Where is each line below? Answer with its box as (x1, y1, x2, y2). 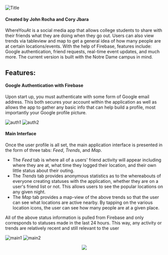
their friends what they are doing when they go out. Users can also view (5, 33, 154, 39)
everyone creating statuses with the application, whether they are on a (12, 178, 159, 184)
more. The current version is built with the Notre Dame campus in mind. (5, 54, 153, 60)
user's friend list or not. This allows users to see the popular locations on (12, 183, 163, 189)
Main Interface (5, 131, 37, 137)
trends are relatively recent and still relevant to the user (5, 225, 119, 231)
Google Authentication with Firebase (5, 83, 84, 89)
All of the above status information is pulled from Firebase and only (5, 214, 144, 220)
